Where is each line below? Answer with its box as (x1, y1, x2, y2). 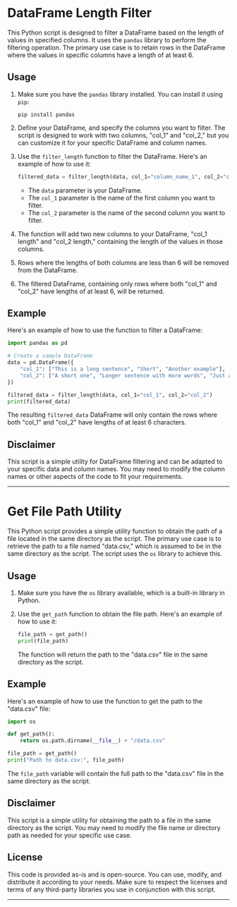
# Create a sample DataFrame (7, 353, 93, 360)
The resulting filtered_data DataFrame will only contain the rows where (7, 410, 217, 419)
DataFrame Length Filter (7, 5, 152, 21)
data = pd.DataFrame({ (7, 359, 74, 366)
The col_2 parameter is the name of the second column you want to (28, 208, 226, 217)
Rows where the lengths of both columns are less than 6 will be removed (17, 258, 229, 267)
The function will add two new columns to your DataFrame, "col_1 (17, 229, 207, 238)
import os (7, 718, 37, 725)
